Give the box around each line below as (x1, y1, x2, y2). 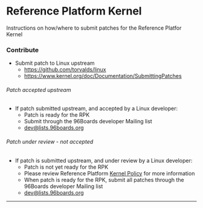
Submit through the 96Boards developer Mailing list (24, 118, 152, 125)
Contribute (6, 45, 39, 54)
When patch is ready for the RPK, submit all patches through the (24, 176, 184, 183)
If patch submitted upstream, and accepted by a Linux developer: (14, 105, 178, 112)
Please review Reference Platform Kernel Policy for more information (24, 169, 195, 177)
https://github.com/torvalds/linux (24, 66, 106, 73)
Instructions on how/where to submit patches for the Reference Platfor (6, 24, 182, 31)
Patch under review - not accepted (6, 138, 94, 146)
